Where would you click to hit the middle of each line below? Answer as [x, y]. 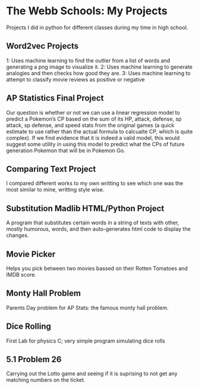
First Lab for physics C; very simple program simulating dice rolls [86, 341]
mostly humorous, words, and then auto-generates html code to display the [99, 229]
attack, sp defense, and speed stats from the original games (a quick [90, 125]
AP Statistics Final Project [55, 98]
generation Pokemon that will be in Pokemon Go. [66, 150]
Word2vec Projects [42, 46]
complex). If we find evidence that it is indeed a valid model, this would [93, 137]
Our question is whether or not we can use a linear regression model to [93, 112]
